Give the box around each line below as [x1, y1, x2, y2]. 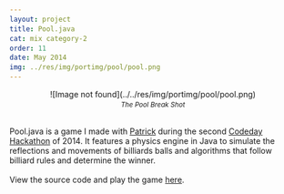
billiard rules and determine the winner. [9, 155, 157, 166]
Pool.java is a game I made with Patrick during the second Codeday [9, 126, 263, 137]
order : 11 [9, 44, 47, 53]
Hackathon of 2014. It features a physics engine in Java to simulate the [9, 136, 276, 146]
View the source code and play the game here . [9, 174, 185, 185]
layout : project [9, 15, 71, 24]
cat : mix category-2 [9, 34, 88, 43]
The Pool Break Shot [120, 100, 186, 109]
